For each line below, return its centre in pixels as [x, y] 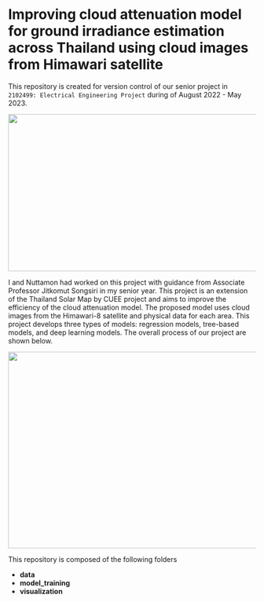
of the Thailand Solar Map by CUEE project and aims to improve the [117, 299]
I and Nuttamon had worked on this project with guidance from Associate [126, 282]
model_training [45, 582]
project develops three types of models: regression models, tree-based [124, 324]
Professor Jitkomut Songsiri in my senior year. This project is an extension [128, 290]
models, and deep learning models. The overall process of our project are [127, 332]
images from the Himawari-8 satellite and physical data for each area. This [129, 315]
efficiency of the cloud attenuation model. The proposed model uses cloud [129, 307]
